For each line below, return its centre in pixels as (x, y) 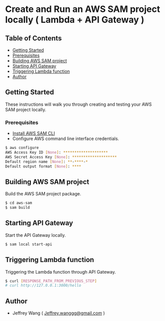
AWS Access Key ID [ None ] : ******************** (57, 152)
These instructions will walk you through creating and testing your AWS (79, 104)
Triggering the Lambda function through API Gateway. (61, 272)
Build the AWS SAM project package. (43, 194)
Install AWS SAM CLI (34, 134)
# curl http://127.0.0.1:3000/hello (43, 286)
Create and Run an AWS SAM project (83, 9)
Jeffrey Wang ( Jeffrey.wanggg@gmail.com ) (59, 313)
